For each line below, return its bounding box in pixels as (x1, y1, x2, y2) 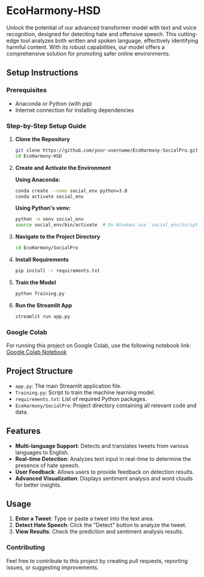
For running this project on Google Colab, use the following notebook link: (6, 342, 192, 349)
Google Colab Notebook (6, 348, 67, 355)
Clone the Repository (15, 135, 70, 142)
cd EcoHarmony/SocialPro (15, 245, 79, 251)
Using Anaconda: (15, 175, 61, 183)
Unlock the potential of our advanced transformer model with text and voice (6, 24, 197, 31)
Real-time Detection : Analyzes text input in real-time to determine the (15, 455, 191, 462)
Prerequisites (6, 86, 47, 95)
